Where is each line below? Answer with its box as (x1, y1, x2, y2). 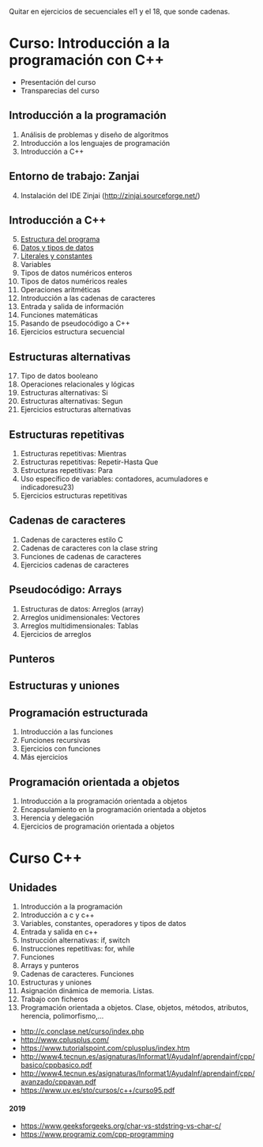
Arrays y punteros (20, 961, 80, 970)
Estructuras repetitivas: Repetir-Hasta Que (20, 457, 159, 467)
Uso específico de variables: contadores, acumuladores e (20, 474, 209, 483)
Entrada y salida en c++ (20, 927, 98, 937)
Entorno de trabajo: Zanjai (9, 170, 140, 183)
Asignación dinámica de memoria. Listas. (20, 986, 155, 996)
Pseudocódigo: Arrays (9, 583, 122, 596)
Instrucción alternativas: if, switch (20, 936, 130, 945)
